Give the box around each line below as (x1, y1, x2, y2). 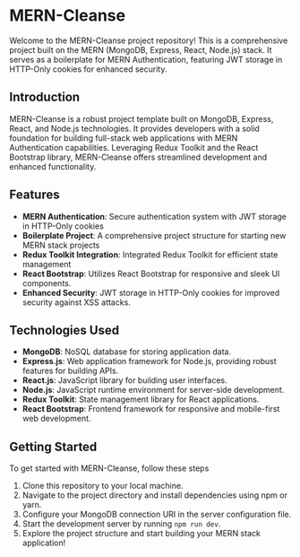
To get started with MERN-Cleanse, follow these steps (9, 463, 210, 474)
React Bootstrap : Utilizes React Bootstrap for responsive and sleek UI (21, 268, 280, 279)
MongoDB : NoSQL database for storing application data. (21, 346, 231, 357)
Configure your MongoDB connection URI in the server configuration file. (21, 509, 292, 520)
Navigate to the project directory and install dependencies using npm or (21, 490, 288, 500)
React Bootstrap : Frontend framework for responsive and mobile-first (21, 404, 280, 414)
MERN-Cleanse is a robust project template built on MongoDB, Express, (9, 113, 274, 124)
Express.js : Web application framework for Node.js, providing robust (21, 356, 278, 367)
